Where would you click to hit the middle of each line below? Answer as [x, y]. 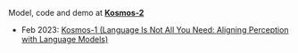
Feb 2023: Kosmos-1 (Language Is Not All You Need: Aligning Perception [155, 30]
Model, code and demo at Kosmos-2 [76, 13]
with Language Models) [65, 39]
